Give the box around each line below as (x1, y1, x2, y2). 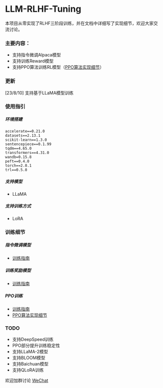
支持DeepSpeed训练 (12, 336, 54, 342)
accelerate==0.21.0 (5, 129, 45, 134)
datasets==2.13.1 (5, 133, 41, 138)
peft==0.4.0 (5, 159, 29, 164)
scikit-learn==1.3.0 (5, 137, 48, 143)
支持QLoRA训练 (12, 367, 44, 373)
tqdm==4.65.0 (5, 146, 32, 151)
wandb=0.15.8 (5, 155, 32, 160)
